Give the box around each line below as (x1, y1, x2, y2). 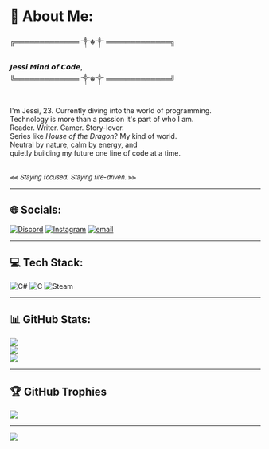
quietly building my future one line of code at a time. (10, 148, 181, 158)
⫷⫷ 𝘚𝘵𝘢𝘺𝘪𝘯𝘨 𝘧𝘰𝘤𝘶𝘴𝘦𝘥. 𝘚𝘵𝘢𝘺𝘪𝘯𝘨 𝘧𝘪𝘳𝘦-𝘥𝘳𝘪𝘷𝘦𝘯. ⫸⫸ (10, 171, 137, 182)
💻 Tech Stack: (10, 256, 84, 270)
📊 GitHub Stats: (10, 313, 92, 326)
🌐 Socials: (10, 203, 62, 217)
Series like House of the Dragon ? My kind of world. (10, 131, 177, 140)
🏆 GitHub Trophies (10, 384, 107, 398)
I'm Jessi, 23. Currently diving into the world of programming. (10, 105, 212, 115)
